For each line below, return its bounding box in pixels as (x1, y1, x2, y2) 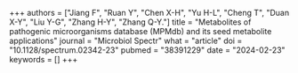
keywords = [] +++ (9, 55, 78, 64)
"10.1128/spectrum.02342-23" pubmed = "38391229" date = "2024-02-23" (9, 45, 286, 55)
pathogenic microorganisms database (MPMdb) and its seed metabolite (9, 26, 272, 36)
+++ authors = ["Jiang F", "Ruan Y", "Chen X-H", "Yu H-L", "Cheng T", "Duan (9, 8, 290, 18)
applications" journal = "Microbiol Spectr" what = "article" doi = (9, 35, 243, 46)
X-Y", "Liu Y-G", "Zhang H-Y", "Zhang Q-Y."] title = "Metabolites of (9, 17, 252, 27)
